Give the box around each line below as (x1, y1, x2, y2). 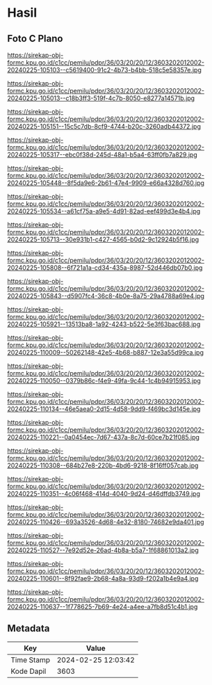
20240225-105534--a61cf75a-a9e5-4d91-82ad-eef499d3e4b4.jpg (7, 207, 201, 215)
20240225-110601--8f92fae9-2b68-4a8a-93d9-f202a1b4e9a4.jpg (7, 574, 199, 582)
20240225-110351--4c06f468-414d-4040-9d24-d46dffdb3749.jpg (7, 490, 200, 498)
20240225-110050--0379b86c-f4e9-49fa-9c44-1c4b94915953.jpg (7, 377, 202, 385)
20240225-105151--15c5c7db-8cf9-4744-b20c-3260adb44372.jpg (7, 122, 202, 130)
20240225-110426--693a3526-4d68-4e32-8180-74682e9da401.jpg (7, 518, 204, 526)
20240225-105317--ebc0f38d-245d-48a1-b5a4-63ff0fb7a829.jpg (7, 151, 197, 159)
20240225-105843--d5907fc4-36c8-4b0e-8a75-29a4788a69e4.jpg (7, 292, 205, 300)
